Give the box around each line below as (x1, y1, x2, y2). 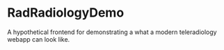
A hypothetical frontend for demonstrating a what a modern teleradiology (7, 28, 217, 36)
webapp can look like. (7, 35, 70, 43)
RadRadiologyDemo (7, 5, 125, 21)
